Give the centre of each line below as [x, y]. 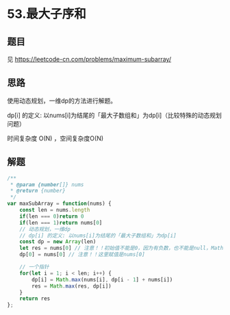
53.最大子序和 [47, 14]
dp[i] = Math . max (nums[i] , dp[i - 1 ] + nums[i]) [102, 279]
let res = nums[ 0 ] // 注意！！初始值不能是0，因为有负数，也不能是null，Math [122, 248]
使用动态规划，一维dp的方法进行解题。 [62, 101]
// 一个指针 [34, 267]
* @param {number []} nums [47, 185]
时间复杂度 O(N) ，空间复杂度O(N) [55, 138]
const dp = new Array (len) [58, 242]
